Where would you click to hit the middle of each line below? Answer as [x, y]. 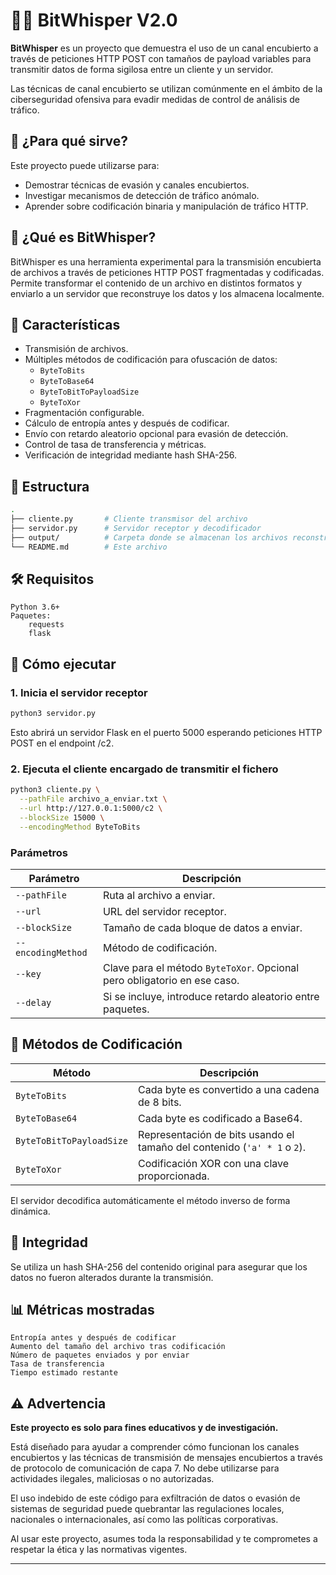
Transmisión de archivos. [76, 349]
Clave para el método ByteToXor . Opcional [201, 967]
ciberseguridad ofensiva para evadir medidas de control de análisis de [155, 99]
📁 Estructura [50, 486]
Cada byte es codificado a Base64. [220, 1118]
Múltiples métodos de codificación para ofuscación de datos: [151, 360]
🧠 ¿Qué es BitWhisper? [83, 237]
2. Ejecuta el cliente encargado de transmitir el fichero [144, 769]
